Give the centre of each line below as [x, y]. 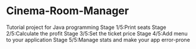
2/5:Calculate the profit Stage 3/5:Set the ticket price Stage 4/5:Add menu [97, 33]
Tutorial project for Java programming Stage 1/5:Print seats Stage [86, 27]
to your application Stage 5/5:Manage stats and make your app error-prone [98, 40]
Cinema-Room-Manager [68, 11]
